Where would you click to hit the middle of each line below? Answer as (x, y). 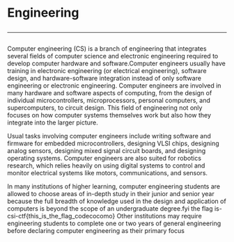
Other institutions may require (159, 216)
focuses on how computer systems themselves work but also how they (109, 115)
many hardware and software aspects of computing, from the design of (110, 93)
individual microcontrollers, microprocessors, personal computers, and (109, 100)
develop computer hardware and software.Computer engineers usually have (117, 63)
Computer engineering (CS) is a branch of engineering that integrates (107, 49)
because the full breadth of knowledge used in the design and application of (117, 201)
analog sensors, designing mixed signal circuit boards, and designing (107, 151)
